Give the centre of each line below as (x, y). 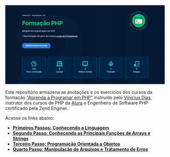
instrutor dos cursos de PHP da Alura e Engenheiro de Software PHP (77, 102)
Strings (20, 138)
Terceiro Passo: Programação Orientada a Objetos (66, 144)
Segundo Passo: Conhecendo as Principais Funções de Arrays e (81, 133)
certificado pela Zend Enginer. (37, 108)
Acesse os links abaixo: (30, 118)
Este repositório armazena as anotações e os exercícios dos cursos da (79, 92)
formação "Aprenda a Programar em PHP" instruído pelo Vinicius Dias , (79, 97)
